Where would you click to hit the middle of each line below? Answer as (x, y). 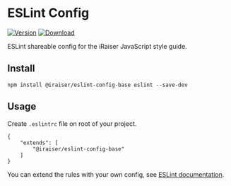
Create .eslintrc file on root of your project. (72, 123)
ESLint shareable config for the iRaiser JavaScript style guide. (97, 46)
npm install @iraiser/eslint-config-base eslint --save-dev (98, 85)
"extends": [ (39, 143)
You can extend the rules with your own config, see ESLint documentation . (116, 174)
